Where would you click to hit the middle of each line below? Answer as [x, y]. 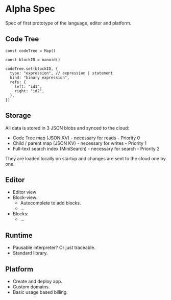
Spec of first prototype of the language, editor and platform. [68, 23]
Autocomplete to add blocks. [51, 203]
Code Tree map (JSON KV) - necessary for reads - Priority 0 [76, 138]
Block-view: [25, 197]
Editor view [25, 192]
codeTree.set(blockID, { [32, 69]
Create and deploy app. [38, 281]
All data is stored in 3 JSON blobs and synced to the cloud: [67, 128]
